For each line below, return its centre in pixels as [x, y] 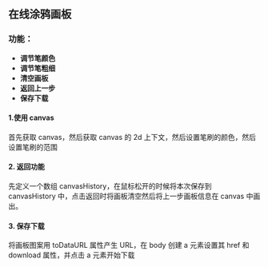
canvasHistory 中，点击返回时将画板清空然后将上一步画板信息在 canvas [126, 196]
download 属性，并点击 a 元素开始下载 [72, 255]
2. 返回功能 [27, 167]
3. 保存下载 [27, 225]
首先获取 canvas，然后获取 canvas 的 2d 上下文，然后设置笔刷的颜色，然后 [132, 137]
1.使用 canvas [31, 118]
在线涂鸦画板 [40, 14]
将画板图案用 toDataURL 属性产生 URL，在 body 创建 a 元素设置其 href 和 [129, 245]
